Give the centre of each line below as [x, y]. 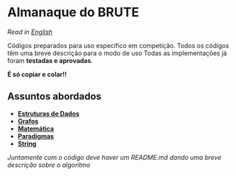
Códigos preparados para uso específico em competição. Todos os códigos [118, 45]
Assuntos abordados [54, 96]
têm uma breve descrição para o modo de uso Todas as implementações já [117, 53]
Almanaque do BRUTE [73, 12]
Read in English [30, 32]
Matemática [36, 129]
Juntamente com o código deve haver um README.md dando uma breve [114, 157]
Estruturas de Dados [49, 113]
